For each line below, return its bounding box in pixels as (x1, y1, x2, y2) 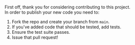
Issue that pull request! (11, 34, 58, 40)
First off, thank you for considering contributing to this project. (4, 4, 131, 10)
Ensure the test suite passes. (11, 29, 71, 35)
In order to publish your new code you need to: (4, 9, 100, 15)
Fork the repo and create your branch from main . (11, 19, 110, 24)
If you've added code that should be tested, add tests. (11, 24, 121, 30)
